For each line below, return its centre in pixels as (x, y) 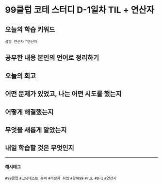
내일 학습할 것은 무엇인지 (40, 148)
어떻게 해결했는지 (29, 112)
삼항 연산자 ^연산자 (21, 42)
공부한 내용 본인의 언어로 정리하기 (52, 58)
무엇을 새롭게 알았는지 (36, 130)
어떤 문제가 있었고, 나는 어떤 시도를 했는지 (63, 94)
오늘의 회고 (21, 76)
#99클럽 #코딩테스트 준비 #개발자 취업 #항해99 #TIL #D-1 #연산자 (61, 178)
